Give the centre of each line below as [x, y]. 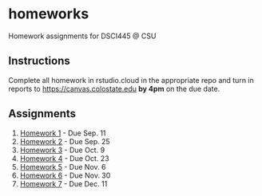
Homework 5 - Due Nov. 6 [63, 167]
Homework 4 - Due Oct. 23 [64, 158]
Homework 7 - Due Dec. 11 [64, 183]
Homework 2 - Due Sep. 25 [65, 141]
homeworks [49, 14]
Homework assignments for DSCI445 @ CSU [82, 36]
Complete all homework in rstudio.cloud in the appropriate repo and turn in [131, 80]
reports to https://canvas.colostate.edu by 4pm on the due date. [114, 88]
